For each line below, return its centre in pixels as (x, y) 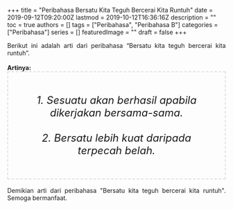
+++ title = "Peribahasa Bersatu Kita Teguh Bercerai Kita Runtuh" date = (110, 10)
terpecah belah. (116, 150)
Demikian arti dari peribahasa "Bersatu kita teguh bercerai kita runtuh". (116, 191)
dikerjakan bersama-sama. (116, 113)
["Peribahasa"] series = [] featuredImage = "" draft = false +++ (97, 32)
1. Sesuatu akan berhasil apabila (116, 100)
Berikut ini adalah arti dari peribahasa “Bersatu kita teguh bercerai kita (116, 45)
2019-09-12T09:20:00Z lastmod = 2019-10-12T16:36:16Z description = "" (112, 17)
